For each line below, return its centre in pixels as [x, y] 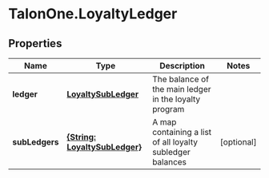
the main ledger [181, 89]
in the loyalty [176, 99]
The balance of [181, 79]
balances [169, 162]
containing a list [182, 132]
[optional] [238, 142]
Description [183, 66]
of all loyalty [175, 142]
